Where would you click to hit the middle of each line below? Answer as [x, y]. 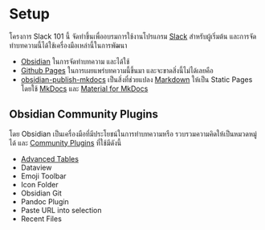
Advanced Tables [50, 158]
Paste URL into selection [61, 210]
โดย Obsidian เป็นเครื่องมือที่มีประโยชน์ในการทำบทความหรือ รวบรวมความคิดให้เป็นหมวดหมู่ [133, 133]
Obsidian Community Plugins [84, 115]
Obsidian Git [41, 193]
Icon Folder [39, 184]
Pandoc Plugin [45, 201]
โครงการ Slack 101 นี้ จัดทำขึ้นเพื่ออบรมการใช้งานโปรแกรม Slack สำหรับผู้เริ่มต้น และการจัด [133, 36]
